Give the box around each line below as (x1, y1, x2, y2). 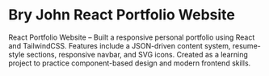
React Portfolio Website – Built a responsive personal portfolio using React (8, 32, 255, 42)
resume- (232, 40, 261, 50)
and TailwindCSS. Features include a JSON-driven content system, (8, 40, 231, 50)
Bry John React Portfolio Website (8, 6, 236, 24)
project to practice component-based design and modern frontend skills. (8, 58, 251, 68)
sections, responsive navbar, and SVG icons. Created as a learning (26, 49, 249, 59)
